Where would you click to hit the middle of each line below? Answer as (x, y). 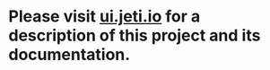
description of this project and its (135, 35)
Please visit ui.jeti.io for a (105, 17)
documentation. (70, 55)
